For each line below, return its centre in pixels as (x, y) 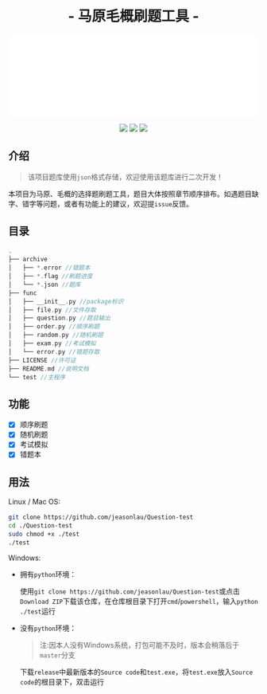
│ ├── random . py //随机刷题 (56, 335)
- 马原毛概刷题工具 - (133, 16)
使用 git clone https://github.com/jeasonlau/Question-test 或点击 (130, 591)
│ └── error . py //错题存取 (54, 351)
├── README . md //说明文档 (49, 369)
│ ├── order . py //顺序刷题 (54, 327)
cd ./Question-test (41, 526)
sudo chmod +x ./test (44, 535)
